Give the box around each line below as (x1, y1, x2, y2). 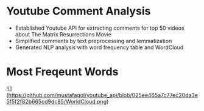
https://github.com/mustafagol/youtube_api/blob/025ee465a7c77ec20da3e (8, 91, 199, 98)
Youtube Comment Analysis (6, 4, 151, 18)
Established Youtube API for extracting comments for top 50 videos (15, 24, 185, 32)
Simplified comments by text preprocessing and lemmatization (15, 37, 172, 44)
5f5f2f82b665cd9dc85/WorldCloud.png (6, 98, 107, 105)
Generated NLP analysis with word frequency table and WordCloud (15, 44, 184, 51)
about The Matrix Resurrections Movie (15, 30, 111, 38)
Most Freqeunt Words (6, 65, 119, 79)
